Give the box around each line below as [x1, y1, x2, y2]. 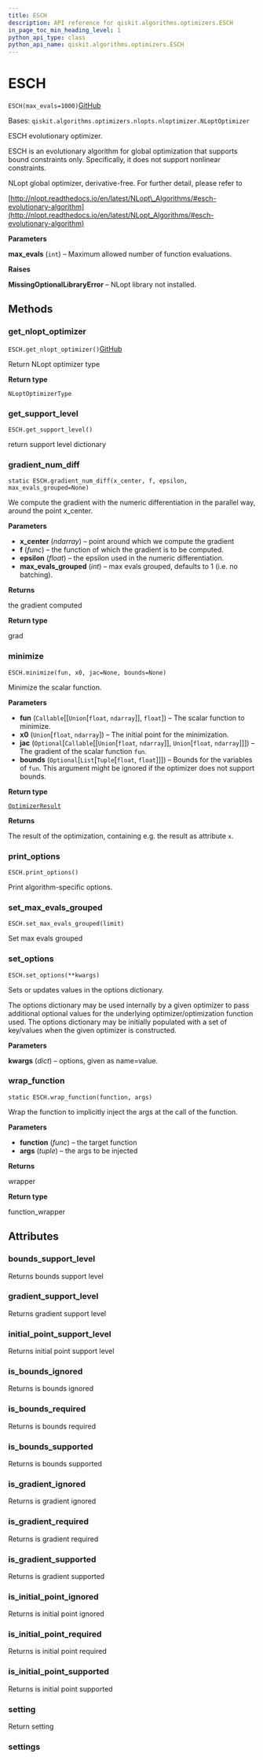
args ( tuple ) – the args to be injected [19, 1146, 138, 1155]
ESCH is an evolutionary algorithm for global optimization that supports [8, 146, 238, 156]
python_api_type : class [8, 33, 86, 42]
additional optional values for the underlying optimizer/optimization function [8, 1008, 254, 1018]
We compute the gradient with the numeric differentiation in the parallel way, [8, 497, 256, 508]
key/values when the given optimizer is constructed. [8, 1025, 177, 1035]
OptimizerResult [8, 802, 61, 810]
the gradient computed [8, 601, 82, 610]
